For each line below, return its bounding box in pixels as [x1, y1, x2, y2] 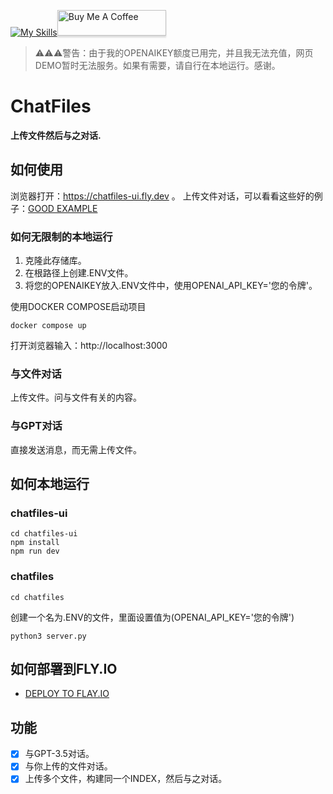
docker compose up [10, 321, 87, 331]
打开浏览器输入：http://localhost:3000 [10, 340, 168, 352]
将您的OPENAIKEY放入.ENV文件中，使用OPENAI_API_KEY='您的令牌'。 [24, 280, 318, 292]
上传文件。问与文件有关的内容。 [10, 391, 142, 404]
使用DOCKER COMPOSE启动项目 [10, 301, 147, 313]
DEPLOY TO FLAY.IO [24, 688, 110, 700]
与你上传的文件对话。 [24, 760, 113, 772]
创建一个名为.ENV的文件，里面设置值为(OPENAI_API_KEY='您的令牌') [10, 611, 295, 623]
